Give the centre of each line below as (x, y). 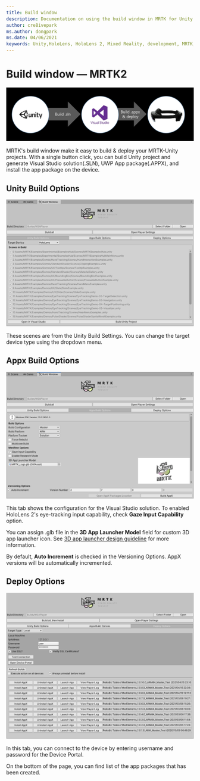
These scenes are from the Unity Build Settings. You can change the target (98, 336)
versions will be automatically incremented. (59, 562)
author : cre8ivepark (32, 25)
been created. (23, 772)
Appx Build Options (43, 361)
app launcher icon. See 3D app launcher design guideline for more (88, 539)
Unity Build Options (43, 189)
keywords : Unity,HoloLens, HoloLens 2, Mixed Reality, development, (93, 44)
